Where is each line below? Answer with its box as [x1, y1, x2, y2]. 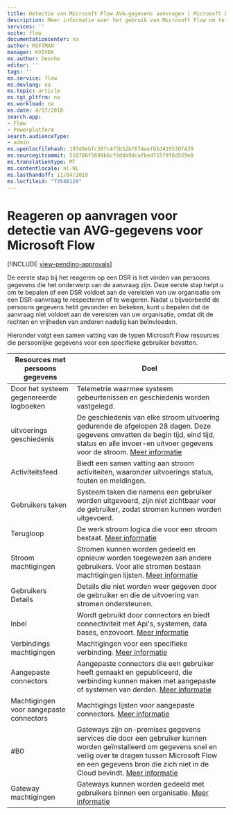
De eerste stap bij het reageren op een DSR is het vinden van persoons [7, 273, 210, 282]
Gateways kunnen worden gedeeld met [76, 780, 205, 789]
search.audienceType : [7, 132, 70, 139]
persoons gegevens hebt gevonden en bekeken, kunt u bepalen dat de [7, 303, 209, 311]
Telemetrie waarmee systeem [76, 384, 173, 394]
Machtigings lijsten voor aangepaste [76, 701, 196, 710]
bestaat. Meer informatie [76, 533, 157, 543]
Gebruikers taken [10, 500, 67, 510]
